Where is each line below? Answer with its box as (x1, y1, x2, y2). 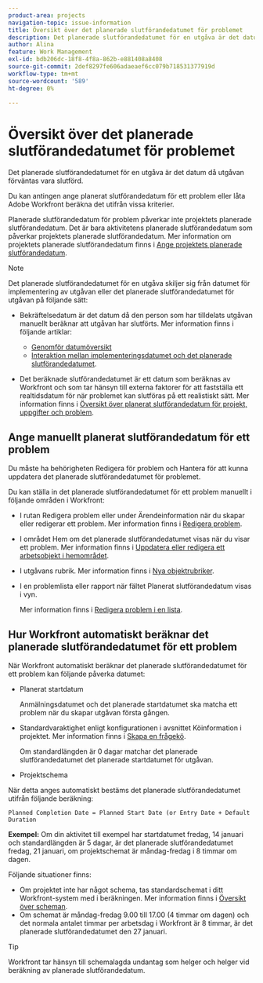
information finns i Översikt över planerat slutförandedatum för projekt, (19, 400, 248, 409)
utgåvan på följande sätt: (8, 295, 88, 305)
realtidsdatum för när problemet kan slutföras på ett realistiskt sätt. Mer (19, 391, 250, 400)
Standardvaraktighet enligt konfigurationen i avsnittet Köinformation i (19, 723, 242, 733)
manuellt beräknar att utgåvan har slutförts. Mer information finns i (19, 319, 234, 328)
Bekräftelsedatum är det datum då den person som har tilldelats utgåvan (19, 311, 253, 320)
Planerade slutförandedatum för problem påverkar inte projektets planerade (8, 215, 252, 225)
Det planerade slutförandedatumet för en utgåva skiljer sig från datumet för (8, 279, 250, 288)
